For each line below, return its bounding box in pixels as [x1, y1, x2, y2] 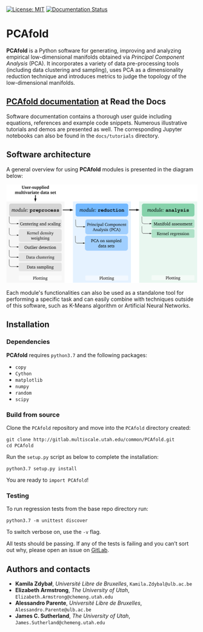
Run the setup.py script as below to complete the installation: [6, 453, 159, 460]
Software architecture [6, 150, 91, 160]
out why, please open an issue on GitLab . [6, 547, 109, 554]
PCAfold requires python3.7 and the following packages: [6, 351, 147, 358]
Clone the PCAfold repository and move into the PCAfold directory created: [6, 424, 191, 431]
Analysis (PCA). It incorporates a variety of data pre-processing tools [6, 59, 179, 67]
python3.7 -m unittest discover [6, 518, 88, 524]
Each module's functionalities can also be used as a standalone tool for [6, 289, 184, 296]
